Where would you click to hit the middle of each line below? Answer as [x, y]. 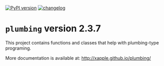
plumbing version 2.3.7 [53, 29]
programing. [18, 48]
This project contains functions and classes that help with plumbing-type [82, 42]
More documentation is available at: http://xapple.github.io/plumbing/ [78, 58]
